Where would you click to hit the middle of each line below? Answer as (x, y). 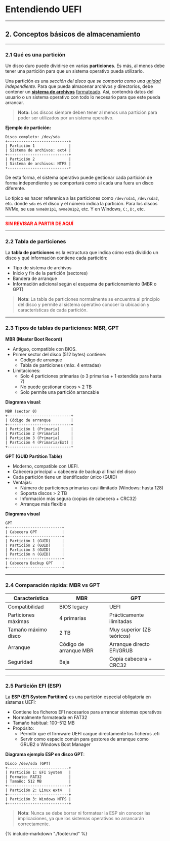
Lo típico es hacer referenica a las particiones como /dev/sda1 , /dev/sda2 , (82, 198)
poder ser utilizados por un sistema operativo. (66, 118)
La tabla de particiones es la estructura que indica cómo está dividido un (82, 253)
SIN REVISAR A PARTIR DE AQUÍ (39, 224)
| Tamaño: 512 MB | (38, 782)
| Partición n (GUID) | (35, 554)
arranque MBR (76, 650)
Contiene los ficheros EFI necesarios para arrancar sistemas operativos (87, 712)
